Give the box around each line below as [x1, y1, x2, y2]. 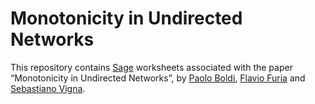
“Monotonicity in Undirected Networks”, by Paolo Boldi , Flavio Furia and [10, 72, 306, 84]
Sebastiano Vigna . [10, 82, 86, 94]
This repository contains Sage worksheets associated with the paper [10, 61, 293, 73]
